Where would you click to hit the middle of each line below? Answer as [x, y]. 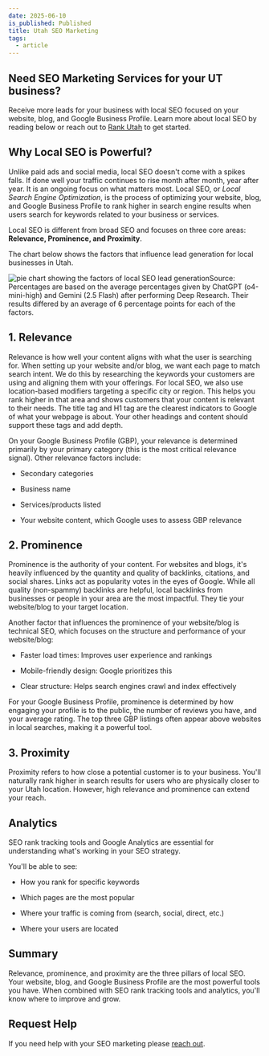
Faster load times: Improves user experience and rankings [116, 655]
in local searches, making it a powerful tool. [80, 728]
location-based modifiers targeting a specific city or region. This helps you [132, 391]
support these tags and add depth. [65, 425]
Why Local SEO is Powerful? [80, 152]
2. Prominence [45, 545]
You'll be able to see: [43, 866]
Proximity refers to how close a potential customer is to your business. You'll [134, 773]
